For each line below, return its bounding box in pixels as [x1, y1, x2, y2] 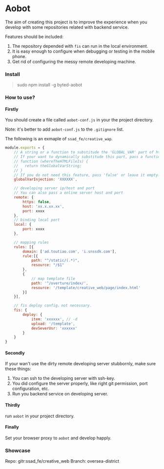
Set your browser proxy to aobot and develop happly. [5, 435, 111, 441]
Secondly [5, 350, 25, 356]
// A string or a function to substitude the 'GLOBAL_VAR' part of [14, 150, 154, 155]
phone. [12, 53, 27, 59]
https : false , [22, 199, 51, 204]
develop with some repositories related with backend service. [5, 24, 129, 30]
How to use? [5, 94, 35, 101]
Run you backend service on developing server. [12, 391, 108, 397]
